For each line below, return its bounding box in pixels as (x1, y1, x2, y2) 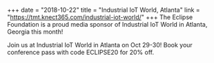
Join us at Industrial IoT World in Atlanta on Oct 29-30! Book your (7, 41, 193, 49)
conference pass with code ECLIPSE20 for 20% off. (7, 48, 155, 56)
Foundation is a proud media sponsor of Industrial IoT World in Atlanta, (7, 21, 208, 28)
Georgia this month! (7, 27, 64, 36)
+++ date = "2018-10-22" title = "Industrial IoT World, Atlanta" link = (7, 6, 200, 14)
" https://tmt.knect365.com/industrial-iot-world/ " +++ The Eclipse (7, 13, 193, 21)
